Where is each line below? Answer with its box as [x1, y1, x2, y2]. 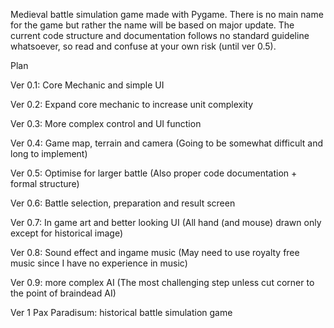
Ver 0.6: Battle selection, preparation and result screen [10, 197, 236, 209]
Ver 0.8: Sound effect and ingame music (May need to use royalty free [10, 247, 300, 258]
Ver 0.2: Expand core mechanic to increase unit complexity [10, 99, 254, 110]
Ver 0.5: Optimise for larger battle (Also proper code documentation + [10, 167, 298, 179]
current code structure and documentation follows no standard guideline [10, 30, 310, 41]
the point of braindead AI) [10, 287, 117, 299]
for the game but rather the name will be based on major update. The [10, 19, 295, 31]
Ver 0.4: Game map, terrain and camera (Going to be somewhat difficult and [10, 137, 324, 149]
